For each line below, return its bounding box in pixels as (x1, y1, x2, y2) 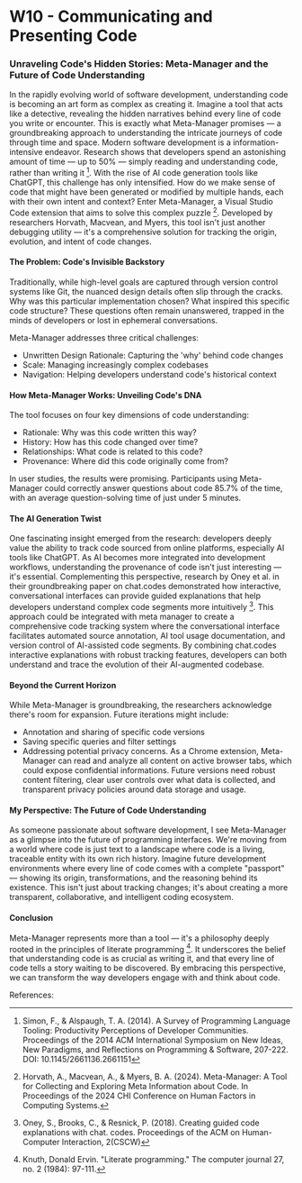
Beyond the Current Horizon (9, 679, 117, 690)
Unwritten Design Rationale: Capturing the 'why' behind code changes (22, 350, 284, 360)
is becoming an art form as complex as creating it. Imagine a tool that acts (9, 99, 283, 110)
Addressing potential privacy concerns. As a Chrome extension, (22, 746, 259, 757)
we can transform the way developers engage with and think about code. (9, 972, 280, 983)
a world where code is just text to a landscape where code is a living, (9, 844, 265, 855)
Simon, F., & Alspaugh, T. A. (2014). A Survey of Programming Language (22, 1015, 290, 1026)
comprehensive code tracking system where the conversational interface (9, 621, 280, 632)
